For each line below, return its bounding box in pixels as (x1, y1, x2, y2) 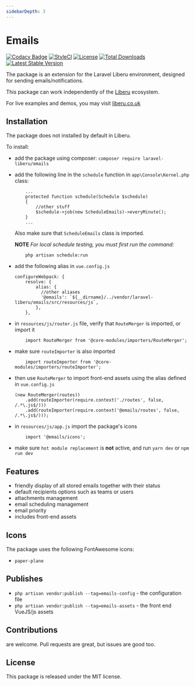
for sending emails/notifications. (6, 77, 83, 84)
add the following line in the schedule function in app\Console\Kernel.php (14, 171, 190, 179)
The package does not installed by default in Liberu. (6, 132, 131, 139)
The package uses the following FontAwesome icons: (6, 546, 134, 553)
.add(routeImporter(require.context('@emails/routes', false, (25, 407, 180, 413)
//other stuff (36, 204, 70, 210)
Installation (6, 116, 48, 126)
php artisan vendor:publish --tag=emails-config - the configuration (14, 589, 182, 596)
